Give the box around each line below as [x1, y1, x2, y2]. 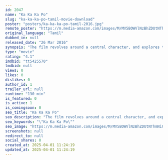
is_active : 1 [5, 101, 32, 106]
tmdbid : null [5, 63, 32, 68]
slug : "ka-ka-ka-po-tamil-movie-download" [5, 17, 95, 22]
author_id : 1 [5, 82, 32, 87]
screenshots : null [5, 128, 43, 133]
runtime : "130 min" [5, 91, 46, 96]
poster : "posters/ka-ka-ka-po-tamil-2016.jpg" [5, 21, 104, 27]
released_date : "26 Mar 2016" [5, 40, 68, 45]
